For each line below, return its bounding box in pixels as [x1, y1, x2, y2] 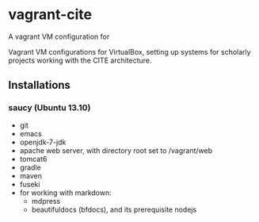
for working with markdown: [19, 188, 112, 197]
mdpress [31, 196, 61, 205]
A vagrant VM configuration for [8, 32, 110, 41]
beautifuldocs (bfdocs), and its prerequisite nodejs [31, 205, 197, 214]
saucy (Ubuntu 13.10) [8, 102, 91, 113]
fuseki [19, 179, 40, 189]
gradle [19, 163, 41, 172]
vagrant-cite [8, 6, 93, 24]
